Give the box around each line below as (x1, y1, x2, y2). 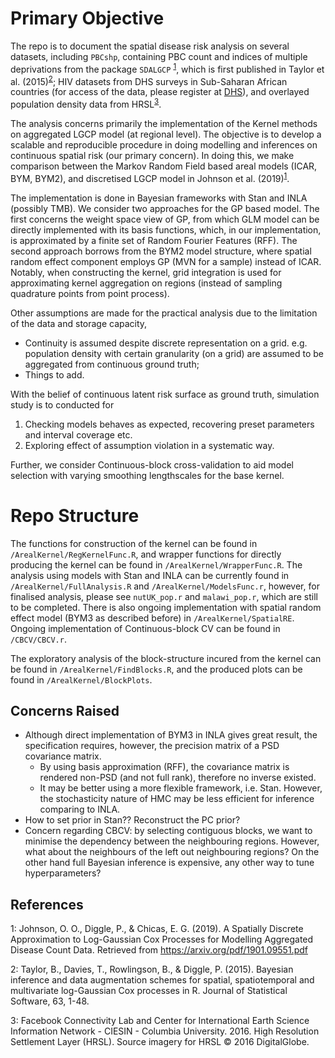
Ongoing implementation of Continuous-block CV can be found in (10, 622, 281, 634)
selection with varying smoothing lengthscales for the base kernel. (10, 469, 285, 481)
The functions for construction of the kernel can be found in (10, 537, 258, 549)
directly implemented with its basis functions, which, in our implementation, (10, 223, 322, 236)
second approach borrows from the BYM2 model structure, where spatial (10, 245, 312, 257)
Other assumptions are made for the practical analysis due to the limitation (10, 307, 318, 319)
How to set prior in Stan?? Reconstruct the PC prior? (24, 814, 241, 826)
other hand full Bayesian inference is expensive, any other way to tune (24, 857, 315, 869)
